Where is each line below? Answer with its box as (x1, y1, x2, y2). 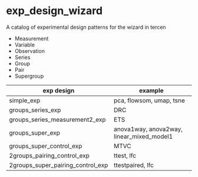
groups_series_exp (9, 106, 61, 114)
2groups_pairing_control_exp (9, 151, 90, 159)
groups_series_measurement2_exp (9, 115, 106, 123)
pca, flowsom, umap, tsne (114, 96, 185, 104)
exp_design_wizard (6, 4, 103, 18)
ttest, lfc (114, 151, 137, 159)
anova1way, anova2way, (114, 125, 183, 133)
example (139, 86, 164, 95)
